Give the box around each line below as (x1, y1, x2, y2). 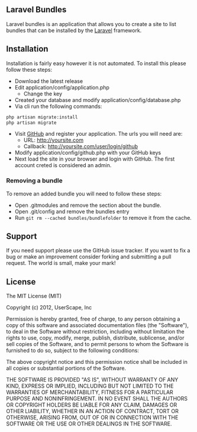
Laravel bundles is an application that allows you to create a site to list (6, 20, 176, 27)
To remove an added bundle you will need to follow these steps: (6, 190, 162, 197)
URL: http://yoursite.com (23, 136, 84, 144)
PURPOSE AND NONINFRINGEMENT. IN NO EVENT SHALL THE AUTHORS (6, 395, 188, 402)
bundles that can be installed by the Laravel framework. (6, 27, 142, 34)
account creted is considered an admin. (14, 162, 112, 169)
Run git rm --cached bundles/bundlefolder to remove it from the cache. (14, 214, 192, 221)
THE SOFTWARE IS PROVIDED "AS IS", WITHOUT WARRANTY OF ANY (6, 376, 179, 383)
